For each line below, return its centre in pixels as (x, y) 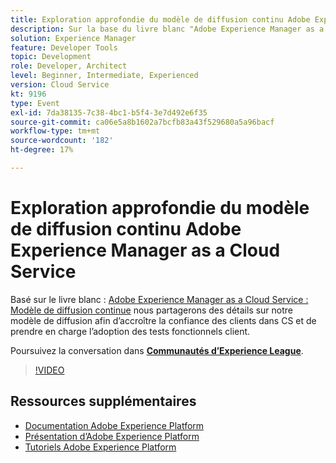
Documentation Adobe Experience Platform (114, 425)
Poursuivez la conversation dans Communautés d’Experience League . (157, 350)
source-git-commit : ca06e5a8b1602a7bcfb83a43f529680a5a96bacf (142, 122)
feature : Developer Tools (64, 47)
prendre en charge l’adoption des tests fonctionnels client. (130, 331)
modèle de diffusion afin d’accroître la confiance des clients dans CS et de (163, 320)
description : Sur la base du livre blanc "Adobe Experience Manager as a (167, 29)
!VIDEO (49, 370)
